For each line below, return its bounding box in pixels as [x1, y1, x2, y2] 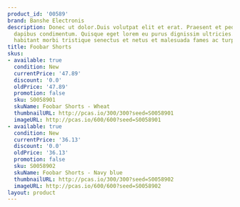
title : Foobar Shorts [7, 43, 72, 51]
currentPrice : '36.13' [14, 136, 81, 143]
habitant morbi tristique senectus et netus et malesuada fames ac [14, 37, 219, 44]
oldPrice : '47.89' [14, 83, 69, 90]
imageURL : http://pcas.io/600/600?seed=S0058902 [14, 182, 161, 189]
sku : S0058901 [14, 97, 56, 104]
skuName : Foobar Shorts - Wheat [14, 103, 111, 110]
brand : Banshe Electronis [7, 17, 84, 24]
